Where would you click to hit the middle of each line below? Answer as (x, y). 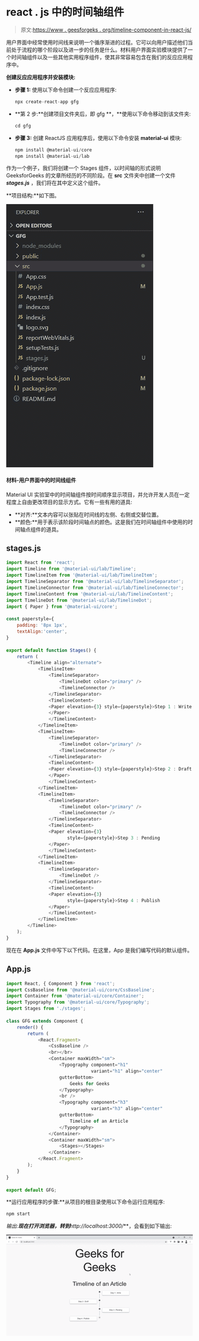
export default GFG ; (32, 1190)
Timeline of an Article (99, 1121)
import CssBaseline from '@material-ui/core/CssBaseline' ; (81, 990)
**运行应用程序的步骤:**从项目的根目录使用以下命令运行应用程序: (86, 1202)
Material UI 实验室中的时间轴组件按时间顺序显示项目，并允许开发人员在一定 (98, 494)
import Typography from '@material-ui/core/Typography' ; (78, 1002)
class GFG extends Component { (45, 1021)
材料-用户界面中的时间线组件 (41, 480)
